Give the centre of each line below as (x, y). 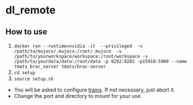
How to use (26, 32)
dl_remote (31, 10)
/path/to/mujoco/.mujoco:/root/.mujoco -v (68, 51)
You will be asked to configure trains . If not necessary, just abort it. (94, 90)
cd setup (25, 73)
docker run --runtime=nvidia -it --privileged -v (78, 46)
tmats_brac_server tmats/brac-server (60, 66)
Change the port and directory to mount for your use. (78, 96)
